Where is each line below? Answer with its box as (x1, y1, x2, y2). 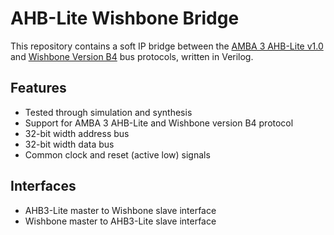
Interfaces (10, 178, 77, 195)
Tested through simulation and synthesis (24, 106, 193, 118)
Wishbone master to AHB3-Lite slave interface (24, 215, 217, 227)
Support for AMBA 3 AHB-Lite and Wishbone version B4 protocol (24, 117, 294, 129)
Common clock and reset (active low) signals (24, 148, 211, 161)
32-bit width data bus (24, 138, 115, 150)
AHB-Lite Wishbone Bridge (10, 7, 240, 30)
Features (10, 80, 67, 97)
